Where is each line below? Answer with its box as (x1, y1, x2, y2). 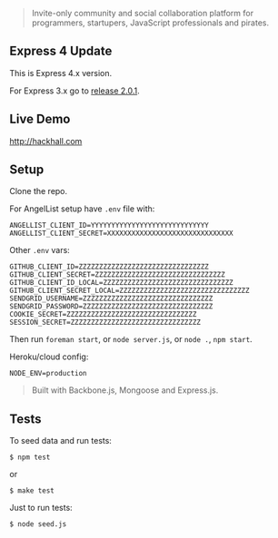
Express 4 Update (9, 44, 113, 59)
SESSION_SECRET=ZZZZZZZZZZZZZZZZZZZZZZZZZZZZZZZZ (9, 318, 202, 328)
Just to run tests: (9, 503, 73, 514)
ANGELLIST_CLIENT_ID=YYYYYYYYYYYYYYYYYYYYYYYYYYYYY (9, 221, 209, 230)
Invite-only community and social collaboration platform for (31, 8, 254, 18)
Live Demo (9, 112, 71, 127)
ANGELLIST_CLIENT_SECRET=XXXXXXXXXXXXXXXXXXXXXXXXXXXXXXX (9, 229, 233, 239)
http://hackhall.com (9, 135, 83, 146)
